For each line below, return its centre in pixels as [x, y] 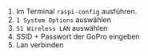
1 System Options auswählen [64, 20]
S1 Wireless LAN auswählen [62, 28]
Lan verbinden [40, 45]
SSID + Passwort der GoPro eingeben [78, 36]
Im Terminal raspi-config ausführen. [76, 11]
